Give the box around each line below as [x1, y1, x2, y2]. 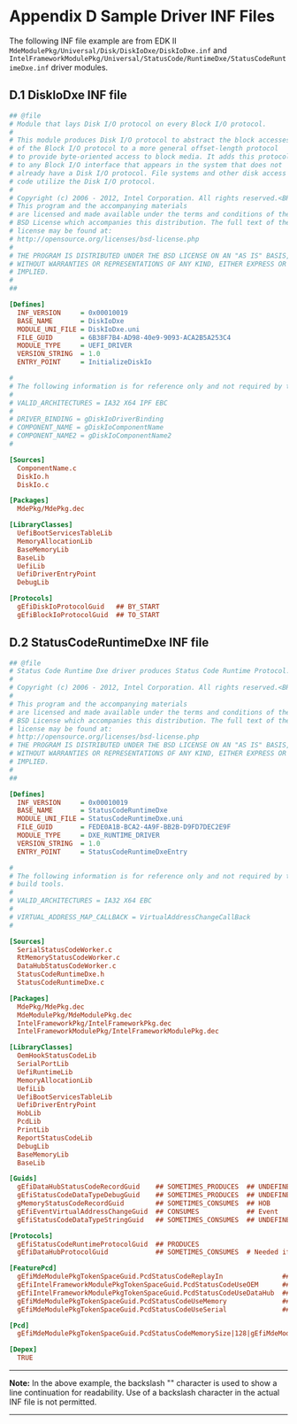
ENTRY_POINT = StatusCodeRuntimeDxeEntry [17, 847, 188, 856]
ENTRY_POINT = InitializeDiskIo [17, 358, 152, 367]
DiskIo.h [17, 472, 49, 481]
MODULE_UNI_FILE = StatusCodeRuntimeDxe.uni [17, 815, 184, 824]
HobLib [17, 1109, 42, 1118]
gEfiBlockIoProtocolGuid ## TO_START [17, 610, 161, 619]
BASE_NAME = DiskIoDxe [17, 316, 125, 325]
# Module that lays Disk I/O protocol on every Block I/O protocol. [9, 120, 267, 128]
